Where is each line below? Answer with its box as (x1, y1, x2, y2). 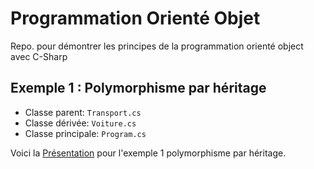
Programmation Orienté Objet (10, 7, 261, 30)
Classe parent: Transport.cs (24, 106, 142, 118)
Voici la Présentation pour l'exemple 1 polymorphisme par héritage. (10, 147, 287, 159)
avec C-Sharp (10, 50, 68, 62)
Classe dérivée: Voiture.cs (24, 117, 137, 129)
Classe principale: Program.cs (24, 127, 147, 139)
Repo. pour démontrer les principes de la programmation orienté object (10, 40, 304, 52)
